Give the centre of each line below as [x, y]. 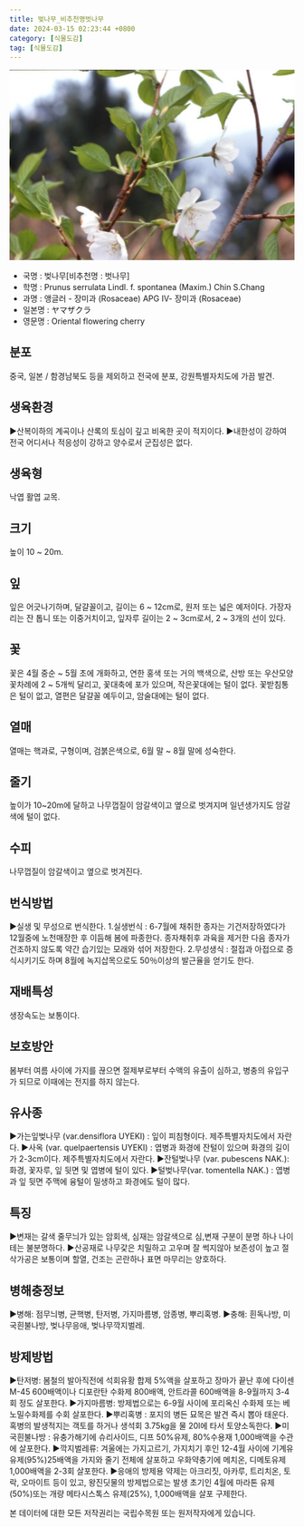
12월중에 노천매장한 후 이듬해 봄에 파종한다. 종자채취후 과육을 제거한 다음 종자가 [150, 938]
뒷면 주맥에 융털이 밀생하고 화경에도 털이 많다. [109, 1182]
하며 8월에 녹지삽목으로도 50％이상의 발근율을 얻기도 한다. [152, 960]
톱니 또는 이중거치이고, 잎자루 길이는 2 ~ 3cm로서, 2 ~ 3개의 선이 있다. [161, 618]
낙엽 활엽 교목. [35, 497]
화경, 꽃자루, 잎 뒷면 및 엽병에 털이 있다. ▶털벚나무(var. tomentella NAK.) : [142, 1171]
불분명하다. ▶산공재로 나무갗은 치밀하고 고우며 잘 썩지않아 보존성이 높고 [153, 1248]
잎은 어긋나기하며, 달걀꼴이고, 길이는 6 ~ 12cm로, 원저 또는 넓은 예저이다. [138, 607]
